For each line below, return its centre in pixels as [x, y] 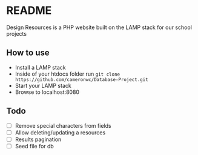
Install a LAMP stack [40, 67]
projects [17, 33]
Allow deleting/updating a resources [60, 132]
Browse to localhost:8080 [47, 92]
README [29, 11]
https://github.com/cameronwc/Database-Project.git [81, 79]
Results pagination [38, 139]
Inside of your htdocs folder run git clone [67, 74]
